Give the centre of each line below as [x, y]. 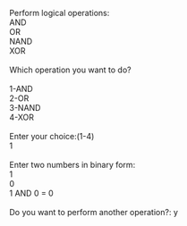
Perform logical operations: [59, 13]
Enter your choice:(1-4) [52, 136]
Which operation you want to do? [70, 70]
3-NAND [25, 108]
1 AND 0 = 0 [31, 193]
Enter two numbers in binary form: [72, 165]
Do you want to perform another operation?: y [94, 212]
